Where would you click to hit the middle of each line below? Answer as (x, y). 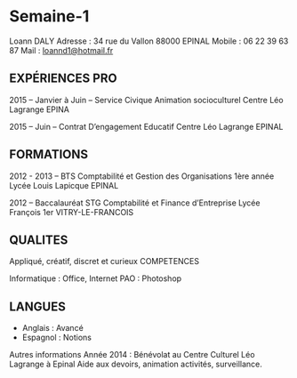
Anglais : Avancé (53, 328)
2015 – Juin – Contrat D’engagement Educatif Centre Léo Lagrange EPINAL (146, 126)
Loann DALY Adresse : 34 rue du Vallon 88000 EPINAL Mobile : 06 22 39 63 (149, 41)
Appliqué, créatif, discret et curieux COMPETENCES (104, 261)
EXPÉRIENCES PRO (63, 79)
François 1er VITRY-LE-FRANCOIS (72, 212)
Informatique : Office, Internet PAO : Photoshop (96, 278)
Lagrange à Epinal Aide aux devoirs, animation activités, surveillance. (136, 364)
